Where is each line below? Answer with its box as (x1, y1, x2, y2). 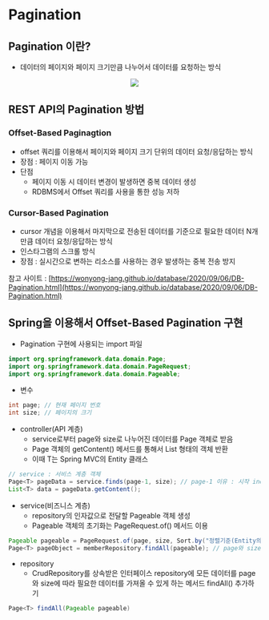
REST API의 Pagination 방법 (8, 103, 145, 117)
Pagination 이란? (8, 39, 91, 53)
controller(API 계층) (19, 425, 83, 434)
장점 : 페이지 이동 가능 (19, 156, 89, 166)
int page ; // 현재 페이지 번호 (8, 401, 101, 409)
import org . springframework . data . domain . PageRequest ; (8, 362, 192, 370)
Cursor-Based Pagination (8, 207, 110, 218)
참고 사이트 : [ (8, 273, 52, 283)
